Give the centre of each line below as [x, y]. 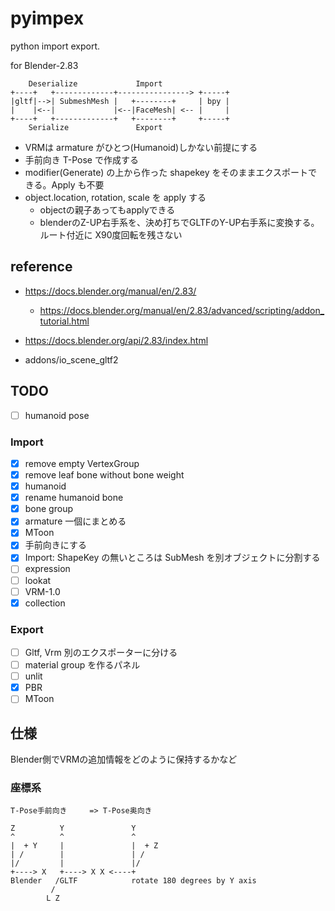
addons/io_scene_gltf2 [71, 359]
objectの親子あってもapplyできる [107, 209]
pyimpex [47, 18]
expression [47, 569]
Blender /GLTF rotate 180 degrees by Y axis [133, 881]
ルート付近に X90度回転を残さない [111, 234]
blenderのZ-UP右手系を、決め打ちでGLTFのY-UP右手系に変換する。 [179, 222]
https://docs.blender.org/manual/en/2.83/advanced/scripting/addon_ [182, 310]
